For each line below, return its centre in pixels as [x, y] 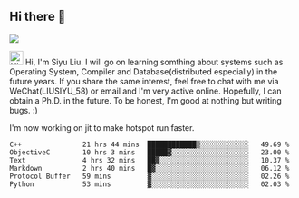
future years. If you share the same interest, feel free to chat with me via [144, 81]
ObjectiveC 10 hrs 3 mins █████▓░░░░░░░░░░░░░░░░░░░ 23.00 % [149, 152]
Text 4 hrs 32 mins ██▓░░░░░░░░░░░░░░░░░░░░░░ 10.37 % [149, 160]
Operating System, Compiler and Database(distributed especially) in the [144, 71]
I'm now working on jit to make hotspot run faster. [102, 127]
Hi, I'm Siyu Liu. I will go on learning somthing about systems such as [154, 62]
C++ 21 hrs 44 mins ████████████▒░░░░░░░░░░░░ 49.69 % [149, 144]
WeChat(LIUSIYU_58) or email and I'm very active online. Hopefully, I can [145, 91]
